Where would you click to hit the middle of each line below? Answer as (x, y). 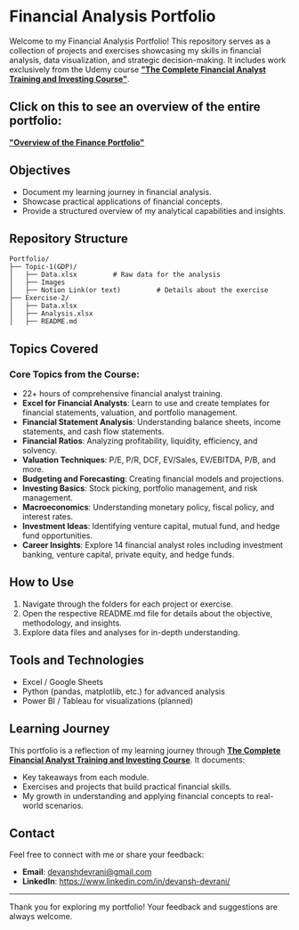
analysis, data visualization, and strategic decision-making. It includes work (148, 60)
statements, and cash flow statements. (93, 432)
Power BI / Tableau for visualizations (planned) (108, 700)
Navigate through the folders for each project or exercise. (128, 604)
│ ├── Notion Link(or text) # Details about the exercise (139, 290)
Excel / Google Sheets (63, 681)
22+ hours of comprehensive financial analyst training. (122, 394)
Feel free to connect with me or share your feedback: (107, 855)
